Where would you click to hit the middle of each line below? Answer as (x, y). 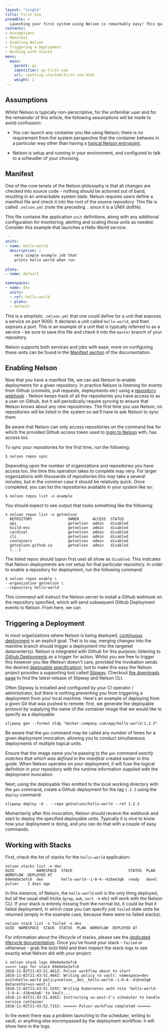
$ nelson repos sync (27, 456)
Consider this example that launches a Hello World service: (66, 227)
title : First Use (23, 15)
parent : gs (25, 66)
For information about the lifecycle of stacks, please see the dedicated (78, 937)
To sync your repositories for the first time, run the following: (68, 447)
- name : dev (17, 288)
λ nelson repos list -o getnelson (41, 515)
